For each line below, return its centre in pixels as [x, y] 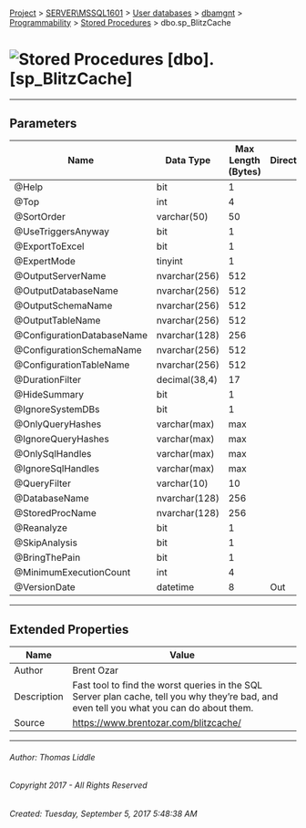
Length [245, 160]
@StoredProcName [56, 513]
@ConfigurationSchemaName [78, 350]
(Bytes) [245, 171]
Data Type [188, 160]
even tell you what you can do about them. [163, 709]
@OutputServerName [60, 276]
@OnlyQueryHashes [58, 424]
